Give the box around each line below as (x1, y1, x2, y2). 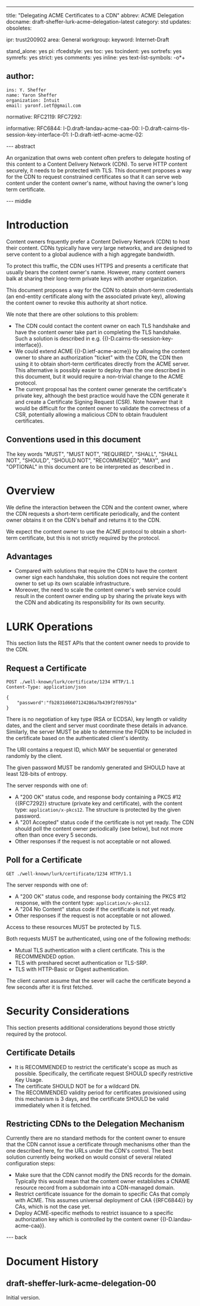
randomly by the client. (6, 753, 62, 760)
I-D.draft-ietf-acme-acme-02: (70, 131, 144, 138)
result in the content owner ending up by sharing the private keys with (14, 593, 187, 600)
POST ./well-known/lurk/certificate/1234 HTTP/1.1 (6, 679, 135, 685)
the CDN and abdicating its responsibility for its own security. (14, 599, 165, 606)
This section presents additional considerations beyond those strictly (6, 1024, 176, 1031)
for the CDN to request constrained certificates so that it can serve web (6, 173, 182, 180)
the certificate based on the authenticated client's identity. (6, 735, 150, 742)
